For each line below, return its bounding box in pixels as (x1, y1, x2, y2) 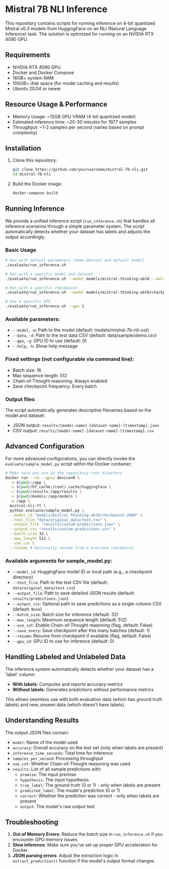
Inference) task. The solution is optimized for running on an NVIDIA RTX (5, 31, 154, 37)
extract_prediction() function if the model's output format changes (12, 858, 154, 864)
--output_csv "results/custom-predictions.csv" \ (10, 527, 116, 532)
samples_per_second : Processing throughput (12, 755, 103, 761)
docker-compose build (12, 191, 58, 196)
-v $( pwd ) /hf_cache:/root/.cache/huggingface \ (10, 484, 112, 490)
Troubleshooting (5, 818, 59, 826)
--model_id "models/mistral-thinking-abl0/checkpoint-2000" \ (10, 512, 143, 517)
